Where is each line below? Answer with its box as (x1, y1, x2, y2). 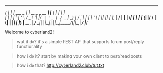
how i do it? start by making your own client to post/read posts (16, 53, 142, 58)
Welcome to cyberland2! (5, 29, 54, 35)
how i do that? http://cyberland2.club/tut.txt (16, 62, 104, 68)
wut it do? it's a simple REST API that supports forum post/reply (16, 39, 144, 44)
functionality (16, 44, 42, 49)
